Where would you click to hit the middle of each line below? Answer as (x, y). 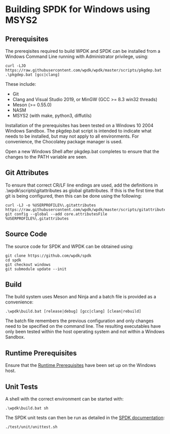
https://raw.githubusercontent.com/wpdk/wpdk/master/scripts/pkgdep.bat (83, 70)
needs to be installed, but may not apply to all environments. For (72, 136)
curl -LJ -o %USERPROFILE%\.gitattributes (51, 205)
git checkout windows (28, 265)
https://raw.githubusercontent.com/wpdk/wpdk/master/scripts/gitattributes (87, 209)
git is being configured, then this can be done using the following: (74, 196)
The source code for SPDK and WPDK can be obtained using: (69, 246)
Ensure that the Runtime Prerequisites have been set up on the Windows (81, 365)
